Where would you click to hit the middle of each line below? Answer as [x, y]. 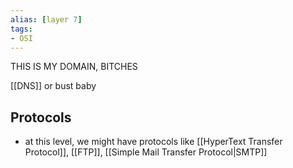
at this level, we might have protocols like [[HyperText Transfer [153, 142]
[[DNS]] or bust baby [53, 86]
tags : [21, 29]
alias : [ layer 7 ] [46, 19]
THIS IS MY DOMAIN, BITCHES [74, 67]
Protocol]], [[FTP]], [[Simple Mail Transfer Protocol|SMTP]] [146, 152]
